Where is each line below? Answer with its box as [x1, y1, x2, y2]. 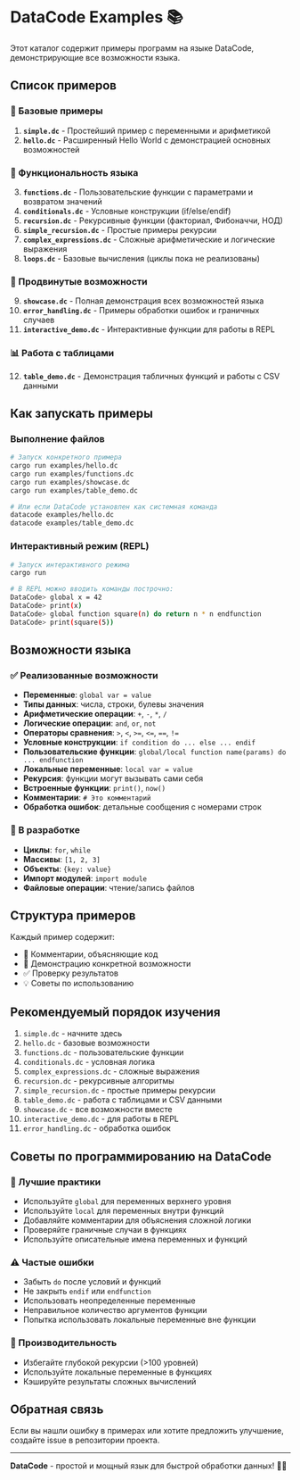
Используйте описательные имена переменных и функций [22, 1234, 247, 1244]
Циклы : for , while [22, 844, 92, 855]
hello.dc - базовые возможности [22, 1037, 150, 1049]
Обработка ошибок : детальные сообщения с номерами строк [22, 802, 262, 812]
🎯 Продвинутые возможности [10, 275, 148, 287]
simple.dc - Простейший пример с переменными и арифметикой [22, 125, 271, 136]
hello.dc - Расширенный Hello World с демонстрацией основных [22, 135, 271, 146]
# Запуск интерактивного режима [10, 560, 130, 570]
